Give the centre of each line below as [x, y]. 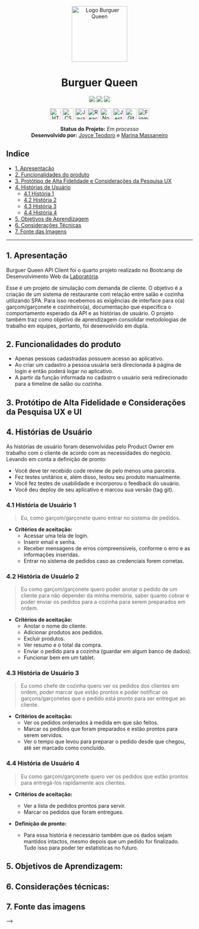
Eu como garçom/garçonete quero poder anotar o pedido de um [99, 589]
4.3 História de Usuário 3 [43, 673]
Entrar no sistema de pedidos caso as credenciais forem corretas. [104, 560]
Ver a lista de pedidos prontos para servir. [75, 805]
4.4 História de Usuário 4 [43, 763]
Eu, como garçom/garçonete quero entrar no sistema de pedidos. [100, 518]
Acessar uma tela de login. [56, 536]
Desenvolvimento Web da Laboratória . [53, 276]
